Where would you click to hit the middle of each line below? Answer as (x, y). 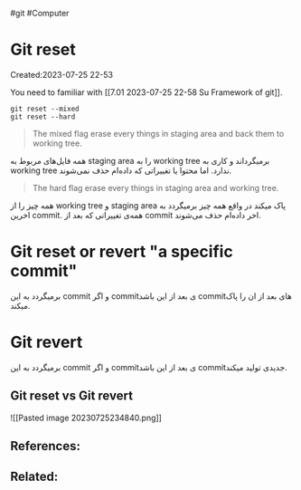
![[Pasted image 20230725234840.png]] (86, 418)
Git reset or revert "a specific (122, 252)
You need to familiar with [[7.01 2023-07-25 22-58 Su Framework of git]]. (146, 92)
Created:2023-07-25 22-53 (62, 74)
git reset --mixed (45, 109)
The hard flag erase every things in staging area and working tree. (155, 187)
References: (45, 446)
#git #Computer (40, 13)
